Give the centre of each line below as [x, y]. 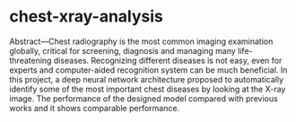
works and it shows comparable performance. [95, 108]
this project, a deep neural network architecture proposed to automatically [147, 79]
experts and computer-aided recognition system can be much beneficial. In [148, 70]
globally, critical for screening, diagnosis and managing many [122, 50]
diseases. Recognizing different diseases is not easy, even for [168, 60]
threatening [30, 60]
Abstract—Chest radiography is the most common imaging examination [141, 41]
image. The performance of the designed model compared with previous [144, 98]
